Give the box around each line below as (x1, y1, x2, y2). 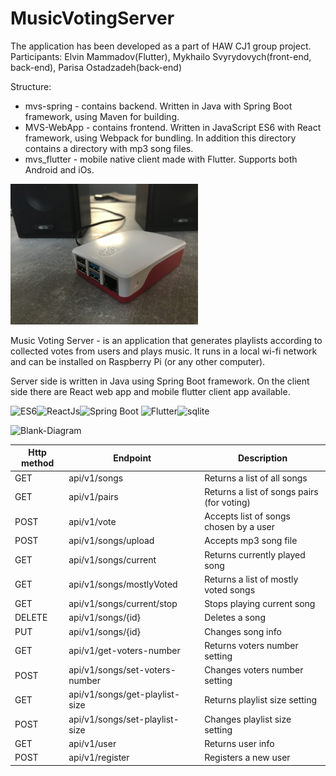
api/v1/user (68, 737, 117, 749)
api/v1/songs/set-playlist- (68, 713, 180, 725)
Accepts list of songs (204, 510, 291, 522)
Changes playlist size (204, 713, 292, 725)
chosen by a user (204, 521, 276, 533)
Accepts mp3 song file (204, 535, 298, 547)
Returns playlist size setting (204, 693, 318, 706)
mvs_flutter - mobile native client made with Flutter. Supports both (24, 153, 298, 165)
